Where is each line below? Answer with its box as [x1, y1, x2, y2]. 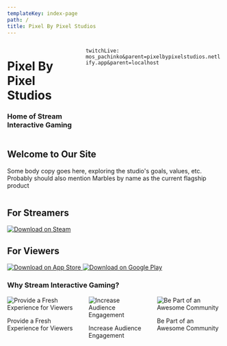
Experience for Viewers [7, 323, 73, 332]
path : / [7, 16, 29, 23]
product [7, 181, 29, 189]
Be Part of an [157, 317, 194, 325]
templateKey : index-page [7, 10, 78, 17]
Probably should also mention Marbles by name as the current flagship [7, 174, 206, 182]
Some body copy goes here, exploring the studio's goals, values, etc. [7, 166, 202, 175]
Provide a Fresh [7, 317, 51, 325]
